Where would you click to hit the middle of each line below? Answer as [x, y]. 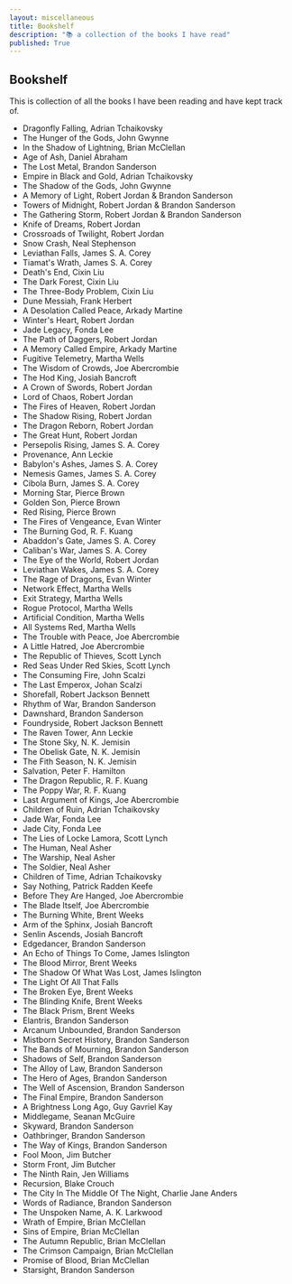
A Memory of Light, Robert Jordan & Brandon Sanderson [128, 196]
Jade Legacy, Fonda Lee [68, 330]
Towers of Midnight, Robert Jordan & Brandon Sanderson [129, 205]
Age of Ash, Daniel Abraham [75, 157]
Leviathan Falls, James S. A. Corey [87, 253]
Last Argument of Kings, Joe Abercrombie [100, 800]
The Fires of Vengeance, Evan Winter [92, 522]
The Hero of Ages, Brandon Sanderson [95, 1078]
